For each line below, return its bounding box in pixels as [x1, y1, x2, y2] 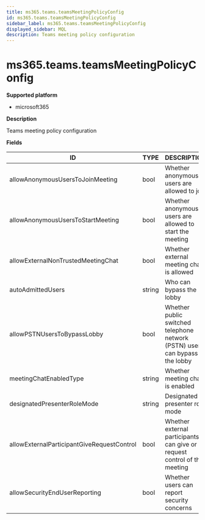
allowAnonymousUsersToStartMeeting [9, 216, 120, 224]
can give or [164, 440, 197, 449]
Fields [6, 139, 23, 146]
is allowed [164, 268, 194, 276]
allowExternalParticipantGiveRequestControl [9, 440, 137, 449]
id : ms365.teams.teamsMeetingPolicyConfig [6, 15, 116, 21]
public [164, 311, 183, 319]
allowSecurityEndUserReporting [9, 488, 102, 497]
